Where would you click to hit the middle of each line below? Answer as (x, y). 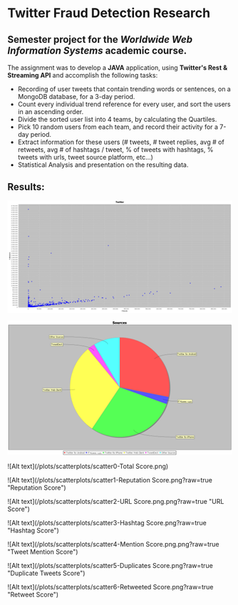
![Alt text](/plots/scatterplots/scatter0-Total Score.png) (88, 466)
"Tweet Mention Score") (43, 552)
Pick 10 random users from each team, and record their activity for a (118, 127)
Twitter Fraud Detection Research (109, 13)
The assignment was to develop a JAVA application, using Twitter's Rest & (118, 68)
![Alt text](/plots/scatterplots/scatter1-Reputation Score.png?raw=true (110, 480)
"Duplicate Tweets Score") (46, 573)
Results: (26, 187)
